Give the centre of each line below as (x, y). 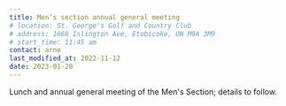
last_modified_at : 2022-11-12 (65, 58)
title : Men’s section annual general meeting (94, 17)
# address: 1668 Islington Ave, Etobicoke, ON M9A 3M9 (112, 34)
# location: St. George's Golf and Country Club (100, 26)
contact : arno (35, 50)
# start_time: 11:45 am (53, 42)
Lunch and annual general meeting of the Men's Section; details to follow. (143, 91)
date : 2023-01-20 (41, 67)
